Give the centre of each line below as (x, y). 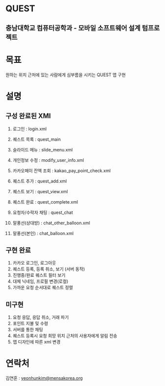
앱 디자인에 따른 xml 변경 (36, 342)
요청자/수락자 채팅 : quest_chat (43, 212)
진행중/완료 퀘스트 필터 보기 (39, 275)
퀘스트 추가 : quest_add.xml (40, 181)
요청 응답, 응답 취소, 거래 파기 (41, 317)
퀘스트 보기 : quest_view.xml (40, 191)
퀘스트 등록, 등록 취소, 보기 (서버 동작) (49, 269)
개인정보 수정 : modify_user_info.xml (48, 160)
